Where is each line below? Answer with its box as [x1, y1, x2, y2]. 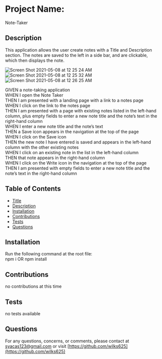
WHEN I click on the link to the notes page [5, 102, 91, 109]
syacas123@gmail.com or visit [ [5, 343, 70, 349]
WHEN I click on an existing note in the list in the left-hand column [5, 149, 139, 155]
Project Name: [5, 3, 65, 15]
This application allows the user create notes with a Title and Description [5, 47, 152, 53]
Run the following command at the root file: [5, 251, 92, 257]
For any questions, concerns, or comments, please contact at [5, 338, 129, 344]
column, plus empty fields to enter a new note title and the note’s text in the [5, 113, 158, 119]
